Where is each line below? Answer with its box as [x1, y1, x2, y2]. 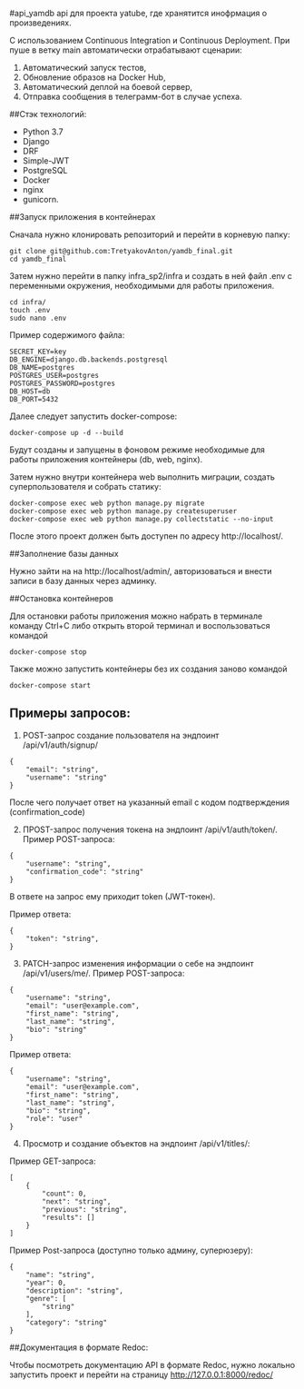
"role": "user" [25, 1114, 83, 1123]
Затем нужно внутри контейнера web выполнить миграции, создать [9, 471, 275, 482]
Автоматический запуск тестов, [22, 63, 147, 73]
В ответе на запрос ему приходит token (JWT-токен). [9, 890, 216, 902]
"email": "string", [25, 765, 100, 774]
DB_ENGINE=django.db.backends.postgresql [9, 355, 169, 364]
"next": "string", [42, 1196, 112, 1206]
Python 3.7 [22, 126, 64, 137]
